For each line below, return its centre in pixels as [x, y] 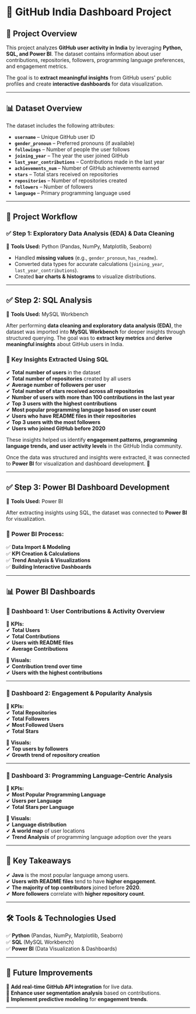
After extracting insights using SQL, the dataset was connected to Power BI [97, 513]
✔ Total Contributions [33, 636]
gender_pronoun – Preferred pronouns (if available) [75, 143]
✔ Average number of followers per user [56, 385]
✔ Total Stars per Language [40, 807]
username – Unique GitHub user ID [55, 136]
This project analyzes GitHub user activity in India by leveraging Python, [94, 47]
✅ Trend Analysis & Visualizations [48, 560]
